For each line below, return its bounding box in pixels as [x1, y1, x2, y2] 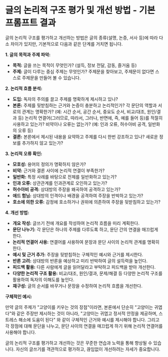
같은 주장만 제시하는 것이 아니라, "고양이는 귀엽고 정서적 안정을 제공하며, [17, 310, 158, 316]
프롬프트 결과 [5, 17, 56, 29]
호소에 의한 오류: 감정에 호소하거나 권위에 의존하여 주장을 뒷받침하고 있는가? [12, 199, 160, 205]
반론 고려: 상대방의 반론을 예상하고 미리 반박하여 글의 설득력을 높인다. [12, 258, 148, 264]
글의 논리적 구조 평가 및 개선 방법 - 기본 [5, 5, 155, 16]
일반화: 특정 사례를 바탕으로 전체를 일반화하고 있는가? [12, 173, 117, 180]
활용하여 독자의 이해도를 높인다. [12, 276, 74, 282]
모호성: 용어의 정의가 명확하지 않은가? [12, 161, 86, 167]
